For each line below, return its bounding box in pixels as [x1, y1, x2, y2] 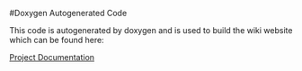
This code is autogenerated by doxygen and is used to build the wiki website [9, 25, 293, 35]
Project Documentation [9, 52, 95, 62]
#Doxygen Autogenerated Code [9, 8, 128, 18]
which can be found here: [9, 35, 105, 45]
